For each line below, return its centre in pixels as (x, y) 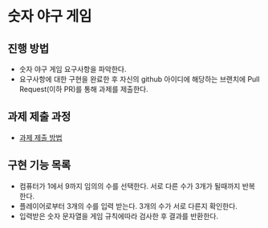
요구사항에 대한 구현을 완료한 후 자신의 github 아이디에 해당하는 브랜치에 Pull (139, 79)
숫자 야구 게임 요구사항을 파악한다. (73, 69)
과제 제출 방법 (41, 138)
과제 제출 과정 (39, 117)
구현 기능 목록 (39, 165)
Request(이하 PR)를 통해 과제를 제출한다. (84, 89)
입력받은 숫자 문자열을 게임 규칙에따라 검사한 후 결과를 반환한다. (118, 216)
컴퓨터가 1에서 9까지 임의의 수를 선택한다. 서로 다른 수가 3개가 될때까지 (130, 186)
